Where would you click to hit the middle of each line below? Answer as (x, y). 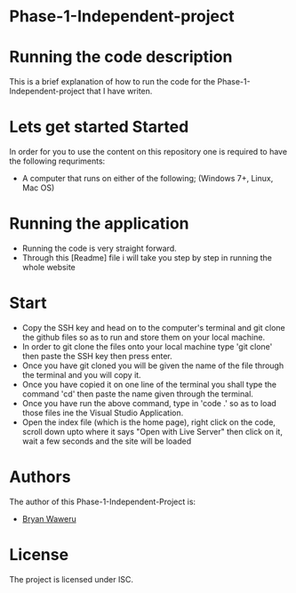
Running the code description (121, 57)
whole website (48, 267)
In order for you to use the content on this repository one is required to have (148, 152)
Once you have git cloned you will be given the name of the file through (153, 365)
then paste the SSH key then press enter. (97, 356)
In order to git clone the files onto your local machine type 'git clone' (147, 346)
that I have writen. (120, 92)
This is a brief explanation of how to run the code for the (112, 82)
